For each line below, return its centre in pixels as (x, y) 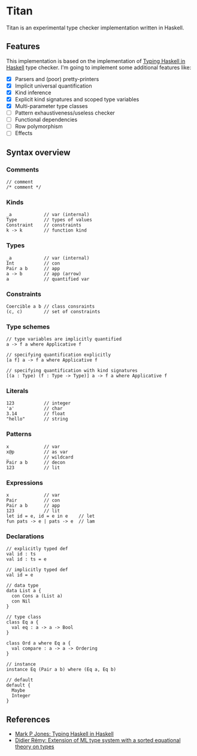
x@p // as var (37, 452)
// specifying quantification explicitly (59, 355)
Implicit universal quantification (53, 86)
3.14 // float (36, 414)
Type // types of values (49, 220)
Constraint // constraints (44, 225)
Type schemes (28, 326)
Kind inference (33, 92)
